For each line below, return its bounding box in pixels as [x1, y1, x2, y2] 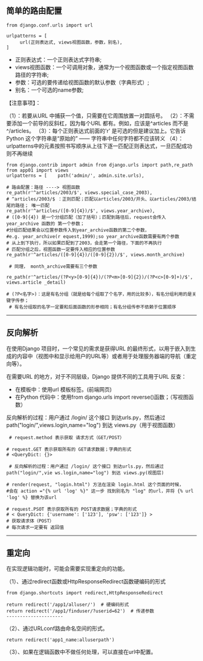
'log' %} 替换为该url [6, 494, 57, 500]
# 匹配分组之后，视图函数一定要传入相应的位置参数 [6, 246, 115, 253]
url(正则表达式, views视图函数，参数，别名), [19, 39, 123, 45]
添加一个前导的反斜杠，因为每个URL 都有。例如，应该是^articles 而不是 [11, 119, 189, 127]
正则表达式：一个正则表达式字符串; [14, 56, 102, 63]
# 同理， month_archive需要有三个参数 [8, 263, 98, 270]
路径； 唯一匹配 [14, 202, 50, 208]
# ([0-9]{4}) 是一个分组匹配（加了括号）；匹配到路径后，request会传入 [6, 214, 166, 220]
